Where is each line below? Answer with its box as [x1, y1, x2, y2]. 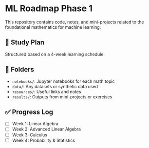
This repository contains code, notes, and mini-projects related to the [5, 19, 145, 25]
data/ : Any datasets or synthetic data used [12, 83, 98, 89]
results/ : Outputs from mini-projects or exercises [12, 93, 112, 100]
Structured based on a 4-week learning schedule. [5, 51, 105, 57]
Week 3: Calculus [12, 132, 48, 138]
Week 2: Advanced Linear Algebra [12, 126, 81, 132]
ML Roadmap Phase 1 [5, 3, 93, 14]
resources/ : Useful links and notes [12, 89, 81, 94]
